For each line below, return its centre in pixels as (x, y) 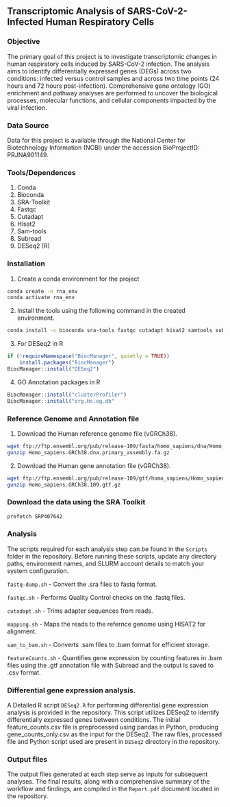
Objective (24, 42)
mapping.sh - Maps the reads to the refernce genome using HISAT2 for (106, 624)
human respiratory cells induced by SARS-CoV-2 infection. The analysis (108, 64)
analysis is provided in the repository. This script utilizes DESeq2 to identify (113, 712)
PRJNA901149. (28, 154)
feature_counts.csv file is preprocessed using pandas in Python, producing (113, 727)
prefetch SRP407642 (35, 516)
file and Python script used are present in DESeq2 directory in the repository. (114, 742)
